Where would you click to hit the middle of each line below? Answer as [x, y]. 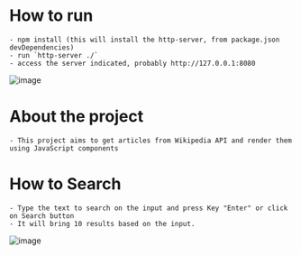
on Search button [42, 216]
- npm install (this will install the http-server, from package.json [145, 40]
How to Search [65, 184]
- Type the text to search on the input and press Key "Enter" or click [149, 208]
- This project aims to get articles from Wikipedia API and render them [151, 141]
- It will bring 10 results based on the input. [102, 223]
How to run [51, 16]
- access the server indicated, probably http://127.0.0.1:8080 [132, 63]
